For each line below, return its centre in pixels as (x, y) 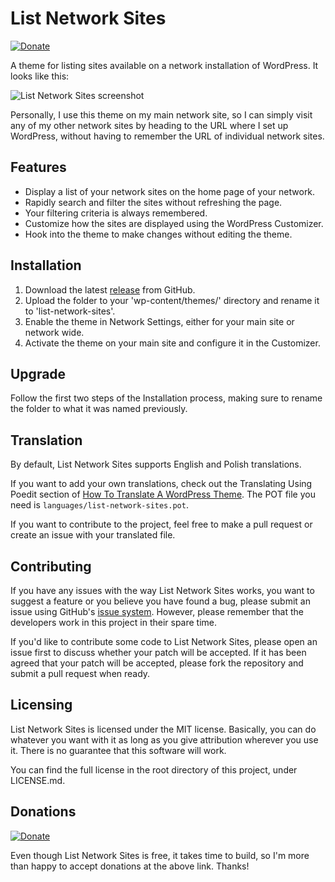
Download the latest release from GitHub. (110, 289)
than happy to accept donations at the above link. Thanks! (130, 866)
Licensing (41, 705)
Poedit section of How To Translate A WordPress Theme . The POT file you (163, 494)
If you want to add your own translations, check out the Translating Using (161, 484)
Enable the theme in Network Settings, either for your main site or (159, 321)
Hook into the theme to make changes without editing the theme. (158, 234)
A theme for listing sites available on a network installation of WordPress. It (164, 65)
